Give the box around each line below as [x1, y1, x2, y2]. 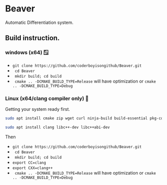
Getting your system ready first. [5, 106, 71, 112]
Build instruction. [5, 34, 60, 42]
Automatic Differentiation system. [5, 19, 74, 25]
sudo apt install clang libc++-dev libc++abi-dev [5, 125, 110, 130]
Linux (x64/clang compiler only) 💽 [5, 95, 89, 102]
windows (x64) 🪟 [5, 49, 49, 56]
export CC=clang [12, 160, 46, 165]
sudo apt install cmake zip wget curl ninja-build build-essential [5, 115, 148, 121]
